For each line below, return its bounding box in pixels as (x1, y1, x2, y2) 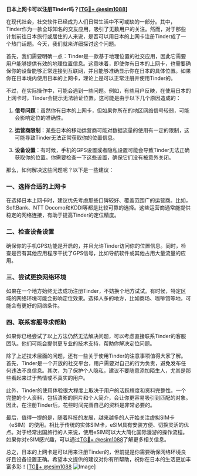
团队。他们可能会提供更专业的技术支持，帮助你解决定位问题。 (6, 340, 155, 347)
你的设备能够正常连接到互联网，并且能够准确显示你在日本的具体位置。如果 (11, 67, 191, 74)
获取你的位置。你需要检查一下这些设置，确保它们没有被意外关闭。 (14, 154, 174, 161)
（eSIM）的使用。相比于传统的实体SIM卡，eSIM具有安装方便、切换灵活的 (6, 421, 184, 428)
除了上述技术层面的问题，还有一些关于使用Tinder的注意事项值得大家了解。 (6, 352, 186, 360)
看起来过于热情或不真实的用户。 (11, 374, 89, 382)
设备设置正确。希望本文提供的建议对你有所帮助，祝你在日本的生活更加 (16, 456, 186, 463)
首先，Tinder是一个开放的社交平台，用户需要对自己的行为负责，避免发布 (6, 360, 181, 367)
